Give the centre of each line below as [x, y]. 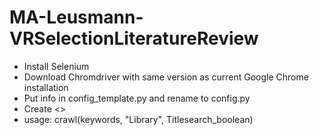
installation [46, 87]
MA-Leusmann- [76, 17]
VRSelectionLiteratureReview [134, 38]
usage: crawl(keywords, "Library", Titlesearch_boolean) [138, 119]
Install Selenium [56, 66]
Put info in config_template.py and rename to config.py [137, 98]
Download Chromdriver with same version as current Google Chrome [166, 77]
